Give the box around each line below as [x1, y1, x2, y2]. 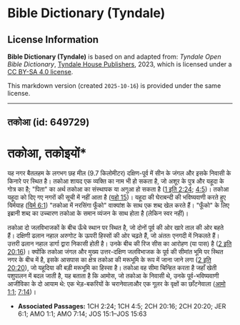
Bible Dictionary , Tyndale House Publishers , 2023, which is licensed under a [7, 60, 232, 69]
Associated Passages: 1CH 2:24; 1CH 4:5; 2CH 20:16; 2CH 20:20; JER [17, 302, 226, 311]
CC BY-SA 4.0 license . [7, 68, 74, 76]
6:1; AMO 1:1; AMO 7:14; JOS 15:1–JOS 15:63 [17, 309, 147, 319]
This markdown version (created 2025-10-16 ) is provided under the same [7, 81, 221, 90]
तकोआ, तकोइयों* [7, 145, 87, 161]
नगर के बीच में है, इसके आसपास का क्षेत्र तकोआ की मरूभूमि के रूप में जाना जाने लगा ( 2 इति [7, 256, 212, 264]
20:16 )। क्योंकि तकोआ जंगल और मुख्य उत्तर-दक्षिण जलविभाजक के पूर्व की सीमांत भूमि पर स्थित [7, 248, 224, 256]
